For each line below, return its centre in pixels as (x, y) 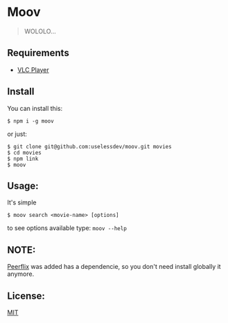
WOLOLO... (40, 31)
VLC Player (33, 69)
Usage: (23, 185)
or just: (17, 134)
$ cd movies (24, 152)
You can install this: (35, 108)
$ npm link (23, 159)
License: (26, 296)
